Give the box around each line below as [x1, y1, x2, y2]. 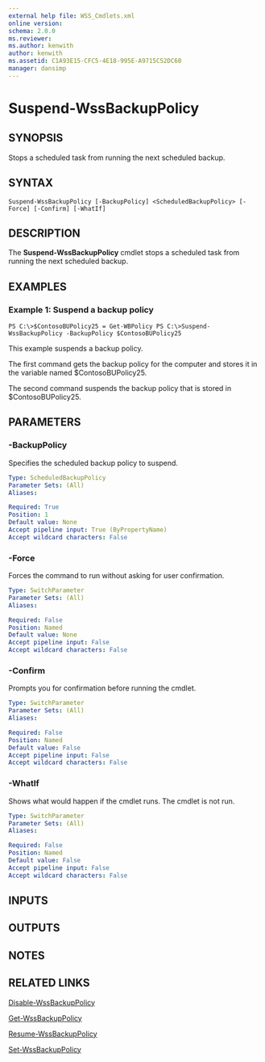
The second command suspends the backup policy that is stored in [8, 384, 232, 393]
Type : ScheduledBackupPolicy [8, 473, 106, 481]
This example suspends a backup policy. [8, 344, 143, 354]
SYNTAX [8, 176, 54, 190]
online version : [8, 19, 63, 27]
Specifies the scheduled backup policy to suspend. [8, 458, 179, 468]
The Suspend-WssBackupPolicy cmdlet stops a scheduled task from [8, 248, 240, 258]
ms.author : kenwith [8, 42, 74, 50]
